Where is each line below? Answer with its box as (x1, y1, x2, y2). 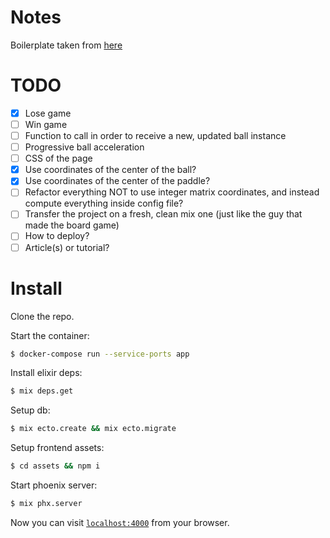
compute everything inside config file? (24, 197, 184, 210)
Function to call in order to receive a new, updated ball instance (24, 130, 287, 141)
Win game (24, 118, 68, 130)
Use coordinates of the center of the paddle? (24, 175, 211, 187)
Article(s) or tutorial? (24, 241, 110, 253)
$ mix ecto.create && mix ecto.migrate (10, 424, 177, 434)
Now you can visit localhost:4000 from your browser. (10, 516, 230, 528)
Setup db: (10, 404, 51, 416)
